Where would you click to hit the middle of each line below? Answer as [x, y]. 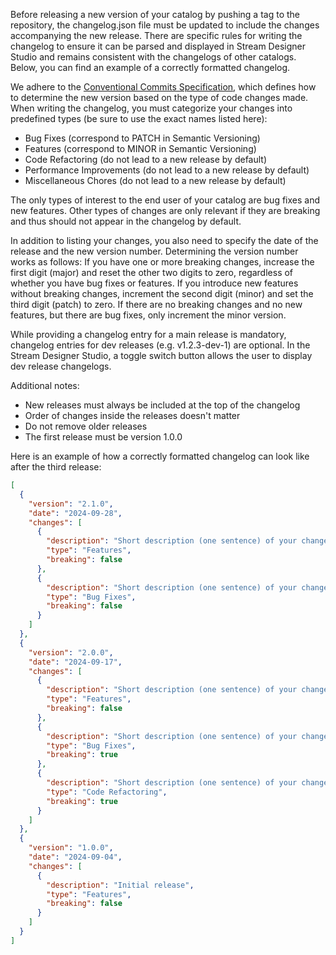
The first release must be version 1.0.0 [103, 437]
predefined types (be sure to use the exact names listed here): [139, 118]
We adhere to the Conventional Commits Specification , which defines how [163, 87]
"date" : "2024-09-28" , [75, 513]
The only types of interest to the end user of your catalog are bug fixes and [165, 200]
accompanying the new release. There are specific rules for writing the [156, 35]
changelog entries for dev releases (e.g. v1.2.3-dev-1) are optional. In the [160, 345]
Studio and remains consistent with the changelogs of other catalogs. [153, 57]
